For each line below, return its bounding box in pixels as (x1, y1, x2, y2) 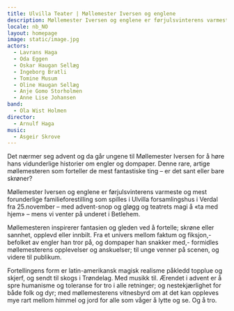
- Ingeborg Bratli (13, 68, 68, 75)
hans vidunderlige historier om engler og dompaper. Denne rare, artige (7, 159, 210, 168)
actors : (7, 42, 30, 49)
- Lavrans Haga (13, 49, 58, 56)
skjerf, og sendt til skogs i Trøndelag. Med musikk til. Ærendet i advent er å (7, 274, 222, 282)
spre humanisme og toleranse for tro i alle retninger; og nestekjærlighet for (7, 281, 221, 289)
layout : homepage (7, 29, 58, 37)
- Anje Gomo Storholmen (13, 88, 82, 95)
